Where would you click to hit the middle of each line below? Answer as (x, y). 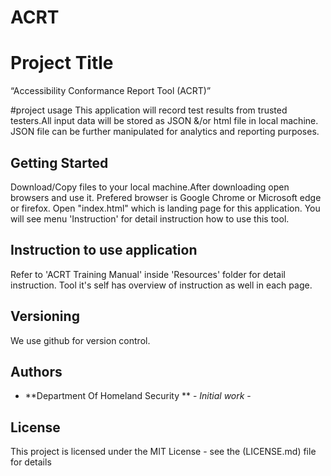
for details (31, 462)
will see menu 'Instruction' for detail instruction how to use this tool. (150, 218)
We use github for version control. (80, 340)
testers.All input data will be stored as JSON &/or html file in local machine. (164, 121)
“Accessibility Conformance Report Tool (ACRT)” (111, 91)
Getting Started (59, 162)
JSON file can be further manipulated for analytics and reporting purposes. (165, 132)
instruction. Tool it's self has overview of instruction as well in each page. (161, 285)
